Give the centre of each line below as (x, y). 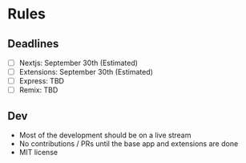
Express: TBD (42, 81)
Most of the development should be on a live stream (105, 135)
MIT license (38, 153)
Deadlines (33, 44)
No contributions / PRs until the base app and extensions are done (129, 144)
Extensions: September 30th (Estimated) (86, 72)
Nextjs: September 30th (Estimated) (78, 63)
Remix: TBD (38, 90)
